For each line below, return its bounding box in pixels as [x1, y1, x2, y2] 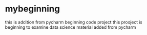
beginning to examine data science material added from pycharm [5, 24, 136, 30]
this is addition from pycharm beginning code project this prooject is [5, 19, 143, 25]
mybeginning [5, 3, 60, 14]
